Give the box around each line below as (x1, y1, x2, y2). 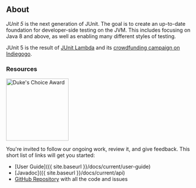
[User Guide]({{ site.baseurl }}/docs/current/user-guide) (14, 163, 151, 170)
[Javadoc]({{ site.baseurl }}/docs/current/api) (14, 169, 125, 176)
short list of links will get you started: (6, 152, 95, 159)
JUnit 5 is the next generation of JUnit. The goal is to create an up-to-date (6, 20, 186, 27)
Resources (6, 64, 38, 73)
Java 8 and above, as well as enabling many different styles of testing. (6, 32, 176, 40)
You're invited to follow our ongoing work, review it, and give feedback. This (6, 146, 190, 153)
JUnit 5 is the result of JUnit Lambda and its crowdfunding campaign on (6, 44, 180, 51)
